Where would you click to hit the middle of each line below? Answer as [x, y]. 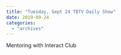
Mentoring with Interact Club [41, 45]
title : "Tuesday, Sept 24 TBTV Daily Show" [61, 12]
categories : [21, 23]
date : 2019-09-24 [28, 17]
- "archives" [28, 28]
